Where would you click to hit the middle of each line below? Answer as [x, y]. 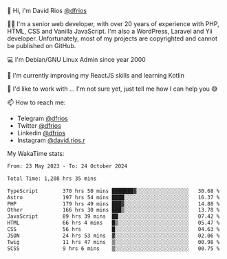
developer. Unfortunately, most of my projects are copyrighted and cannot [112, 38]
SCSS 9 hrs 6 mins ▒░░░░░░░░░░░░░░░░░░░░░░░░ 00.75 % [113, 248]
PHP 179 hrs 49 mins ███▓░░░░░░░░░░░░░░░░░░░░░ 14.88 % [113, 204]
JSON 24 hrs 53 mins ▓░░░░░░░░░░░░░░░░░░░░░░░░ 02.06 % [113, 236]
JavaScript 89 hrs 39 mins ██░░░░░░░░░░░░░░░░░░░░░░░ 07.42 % [113, 216]
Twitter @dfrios [39, 126]
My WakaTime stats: [36, 154]
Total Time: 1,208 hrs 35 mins [52, 179]
